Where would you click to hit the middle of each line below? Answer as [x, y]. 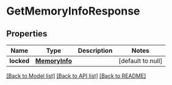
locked [20, 61]
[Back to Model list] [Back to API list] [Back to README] [76, 76]
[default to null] [141, 61]
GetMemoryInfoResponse [73, 11]
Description [95, 51]
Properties [27, 34]
